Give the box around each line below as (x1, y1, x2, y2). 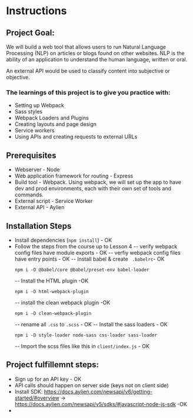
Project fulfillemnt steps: (6, 359, 99, 370)
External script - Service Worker (14, 197, 93, 205)
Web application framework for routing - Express (14, 173, 134, 180)
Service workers (14, 127, 55, 134)
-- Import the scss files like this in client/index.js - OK (14, 342, 150, 349)
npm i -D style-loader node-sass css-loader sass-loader (14, 332, 158, 338)
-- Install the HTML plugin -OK (14, 277, 89, 284)
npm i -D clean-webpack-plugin (14, 310, 92, 316)
